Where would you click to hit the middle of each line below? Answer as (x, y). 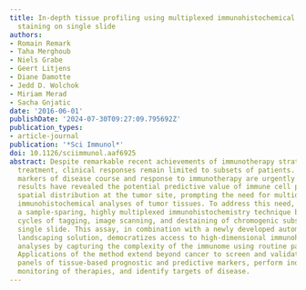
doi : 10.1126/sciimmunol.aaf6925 (73, 153)
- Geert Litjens (40, 69)
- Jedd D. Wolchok (44, 85)
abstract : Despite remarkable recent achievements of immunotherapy (142, 161)
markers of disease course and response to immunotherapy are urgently (157, 178)
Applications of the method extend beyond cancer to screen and (142, 255)
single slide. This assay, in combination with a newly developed (146, 229)
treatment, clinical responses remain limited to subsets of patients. (157, 170)
